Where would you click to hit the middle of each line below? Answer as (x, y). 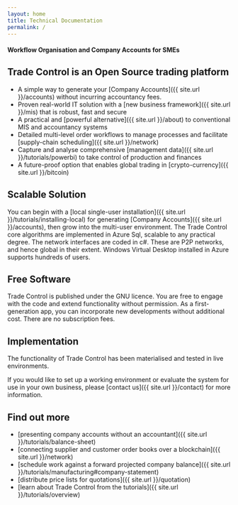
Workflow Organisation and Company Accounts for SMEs (93, 50)
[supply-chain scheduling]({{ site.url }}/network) (88, 142)
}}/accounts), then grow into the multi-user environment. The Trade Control (118, 227)
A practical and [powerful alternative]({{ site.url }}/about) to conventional (124, 119)
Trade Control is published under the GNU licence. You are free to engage (115, 296)
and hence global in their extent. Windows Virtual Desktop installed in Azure (118, 249)
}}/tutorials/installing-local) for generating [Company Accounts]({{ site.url (114, 219)
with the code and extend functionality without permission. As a (100, 304)
